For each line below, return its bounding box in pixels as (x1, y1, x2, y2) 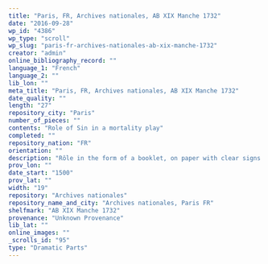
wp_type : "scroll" (8, 34, 70, 43)
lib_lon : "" (8, 79, 48, 87)
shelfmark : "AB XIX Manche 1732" (8, 206, 121, 214)
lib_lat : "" (8, 221, 48, 229)
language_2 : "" (8, 72, 60, 80)
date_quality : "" (8, 94, 67, 102)
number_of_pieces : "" (8, 117, 81, 125)
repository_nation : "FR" (8, 138, 92, 147)
